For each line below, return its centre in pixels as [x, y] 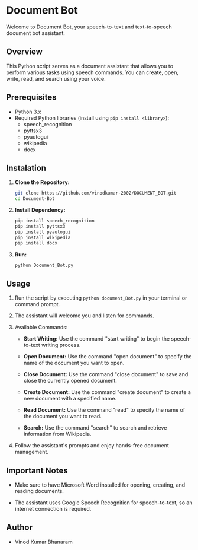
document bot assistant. [35, 33]
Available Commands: [41, 328]
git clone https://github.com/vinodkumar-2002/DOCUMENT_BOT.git [95, 193]
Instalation [26, 168]
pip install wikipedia [43, 237]
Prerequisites [31, 98]
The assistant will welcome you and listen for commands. [85, 316]
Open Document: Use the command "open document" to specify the [108, 357]
